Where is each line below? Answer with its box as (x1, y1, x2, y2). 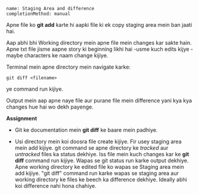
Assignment (6, 115, 38, 122)
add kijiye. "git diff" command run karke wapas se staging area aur (14, 170, 179, 177)
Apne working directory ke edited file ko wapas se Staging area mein (14, 163, 185, 170)
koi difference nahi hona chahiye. (14, 182, 97, 189)
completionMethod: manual (6, 11, 70, 17)
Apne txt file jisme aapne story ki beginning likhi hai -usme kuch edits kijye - (6, 45, 194, 52)
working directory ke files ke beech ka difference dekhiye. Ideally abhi (14, 176, 188, 183)
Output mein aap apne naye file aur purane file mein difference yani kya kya (6, 97, 192, 104)
